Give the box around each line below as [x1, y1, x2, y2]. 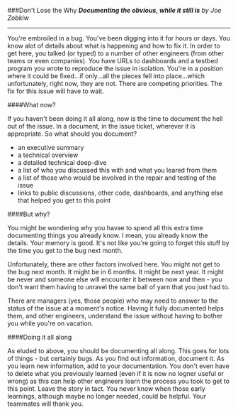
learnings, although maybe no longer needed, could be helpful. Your [7, 392, 207, 400]
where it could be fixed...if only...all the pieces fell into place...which [7, 72, 205, 80]
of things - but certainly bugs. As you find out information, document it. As [7, 355, 225, 362]
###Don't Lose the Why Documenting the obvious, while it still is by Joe [7, 6, 222, 14]
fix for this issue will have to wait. [7, 87, 104, 95]
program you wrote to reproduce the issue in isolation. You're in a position [7, 64, 223, 72]
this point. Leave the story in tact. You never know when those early [7, 384, 205, 393]
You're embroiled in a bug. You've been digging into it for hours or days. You [7, 34, 230, 42]
